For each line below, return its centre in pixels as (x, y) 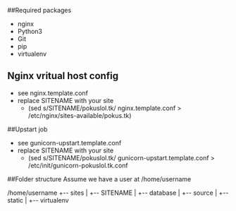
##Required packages (39, 10)
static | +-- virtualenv (38, 200)
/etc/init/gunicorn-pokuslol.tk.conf (78, 165)
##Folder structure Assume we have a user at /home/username (99, 179)
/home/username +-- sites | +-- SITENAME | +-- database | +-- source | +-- (118, 193)
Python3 (30, 31)
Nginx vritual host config (63, 76)
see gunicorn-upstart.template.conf (69, 143)
